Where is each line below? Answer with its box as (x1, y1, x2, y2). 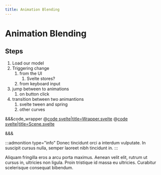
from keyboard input (19, 80, 61, 86)
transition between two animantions (12, 96, 84, 102)
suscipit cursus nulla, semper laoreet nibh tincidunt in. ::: (5, 145, 118, 151)
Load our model (12, 60, 44, 66)
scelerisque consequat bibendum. (5, 164, 73, 170)
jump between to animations (12, 86, 69, 92)
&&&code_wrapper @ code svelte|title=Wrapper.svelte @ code (5, 116, 128, 122)
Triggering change (12, 65, 50, 71)
